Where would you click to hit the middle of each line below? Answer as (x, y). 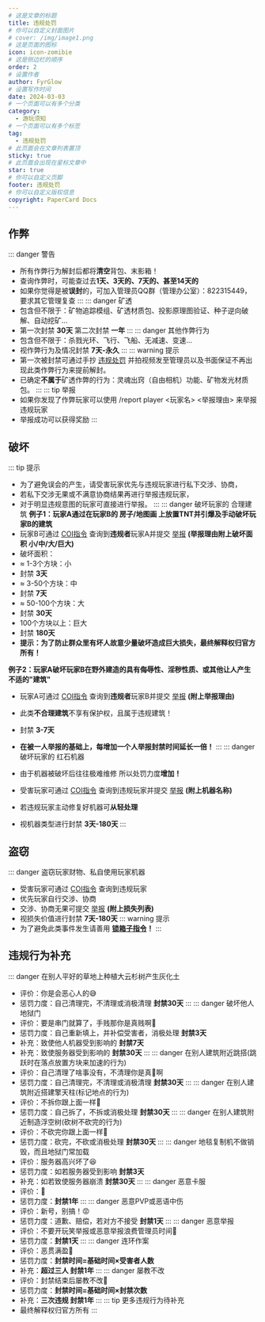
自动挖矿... (51, 321)
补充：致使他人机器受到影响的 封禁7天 (81, 1042)
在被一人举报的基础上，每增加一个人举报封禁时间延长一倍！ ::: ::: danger (137, 747)
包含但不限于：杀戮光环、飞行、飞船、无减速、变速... (106, 341)
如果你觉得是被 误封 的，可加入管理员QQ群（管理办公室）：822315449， (135, 291)
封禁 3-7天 (37, 730)
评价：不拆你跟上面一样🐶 (60, 1102)
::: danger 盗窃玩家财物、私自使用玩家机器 (77, 871)
